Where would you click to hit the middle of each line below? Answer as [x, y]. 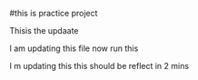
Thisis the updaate [44, 30]
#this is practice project [54, 13]
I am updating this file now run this [74, 48]
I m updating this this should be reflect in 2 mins [99, 66]
